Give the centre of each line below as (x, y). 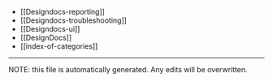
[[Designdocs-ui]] (50, 29)
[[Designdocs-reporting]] (63, 12)
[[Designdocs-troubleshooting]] (74, 20)
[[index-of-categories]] (59, 46)
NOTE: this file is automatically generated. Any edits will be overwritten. (128, 69)
